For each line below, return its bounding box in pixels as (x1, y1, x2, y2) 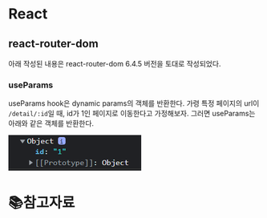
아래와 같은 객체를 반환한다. (8, 119, 95, 128)
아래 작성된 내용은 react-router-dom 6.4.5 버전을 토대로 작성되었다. (8, 59, 221, 68)
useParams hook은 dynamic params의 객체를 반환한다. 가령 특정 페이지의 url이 (8, 99, 260, 108)
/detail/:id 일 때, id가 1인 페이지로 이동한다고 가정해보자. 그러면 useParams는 (8, 109, 256, 119)
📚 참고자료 (8, 194, 75, 212)
